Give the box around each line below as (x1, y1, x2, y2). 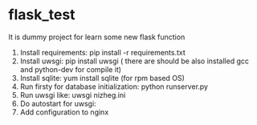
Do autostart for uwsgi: (19, 99, 96, 108)
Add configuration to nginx (19, 107, 109, 117)
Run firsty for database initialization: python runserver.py (19, 82, 209, 91)
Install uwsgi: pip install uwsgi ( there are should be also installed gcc (19, 56, 249, 66)
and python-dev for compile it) (19, 64, 122, 74)
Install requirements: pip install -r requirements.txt (19, 47, 186, 57)
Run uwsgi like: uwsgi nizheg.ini (19, 90, 126, 99)
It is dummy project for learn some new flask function (8, 32, 186, 42)
